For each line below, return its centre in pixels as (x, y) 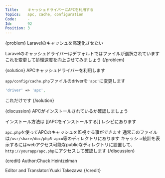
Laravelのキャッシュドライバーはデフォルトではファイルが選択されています (82, 54)
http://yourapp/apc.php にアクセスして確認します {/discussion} (70, 151)
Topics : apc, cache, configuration (44, 14)
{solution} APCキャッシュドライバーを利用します (55, 71)
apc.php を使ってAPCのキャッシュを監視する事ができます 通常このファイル (82, 132)
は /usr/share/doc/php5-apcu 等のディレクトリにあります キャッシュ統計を (81, 138)
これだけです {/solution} (30, 100)
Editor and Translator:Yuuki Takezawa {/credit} (53, 170)
